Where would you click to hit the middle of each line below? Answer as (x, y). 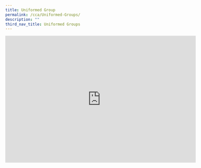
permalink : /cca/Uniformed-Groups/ (43, 15)
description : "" (22, 19)
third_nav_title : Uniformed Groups (43, 24)
